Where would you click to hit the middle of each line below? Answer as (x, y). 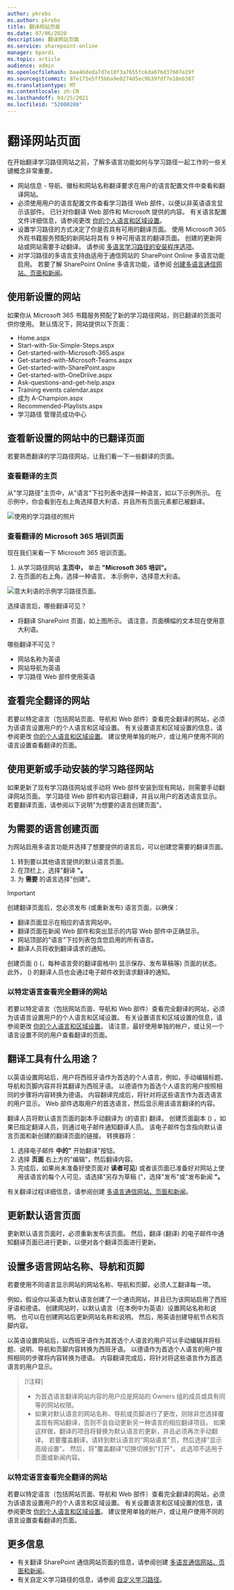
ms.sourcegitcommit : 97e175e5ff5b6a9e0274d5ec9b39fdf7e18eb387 (101, 79)
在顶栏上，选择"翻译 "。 (52, 871)
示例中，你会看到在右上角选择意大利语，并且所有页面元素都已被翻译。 (108, 501)
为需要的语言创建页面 (53, 829)
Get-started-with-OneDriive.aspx (65, 375)
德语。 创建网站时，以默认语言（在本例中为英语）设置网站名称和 (118, 1308)
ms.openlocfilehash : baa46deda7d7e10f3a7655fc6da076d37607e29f (101, 72)
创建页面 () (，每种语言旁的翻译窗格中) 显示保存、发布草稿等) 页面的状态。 (114, 964)
